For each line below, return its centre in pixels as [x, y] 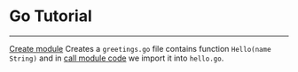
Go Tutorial [51, 16]
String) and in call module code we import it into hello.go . [117, 58]
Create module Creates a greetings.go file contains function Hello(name [141, 48]
